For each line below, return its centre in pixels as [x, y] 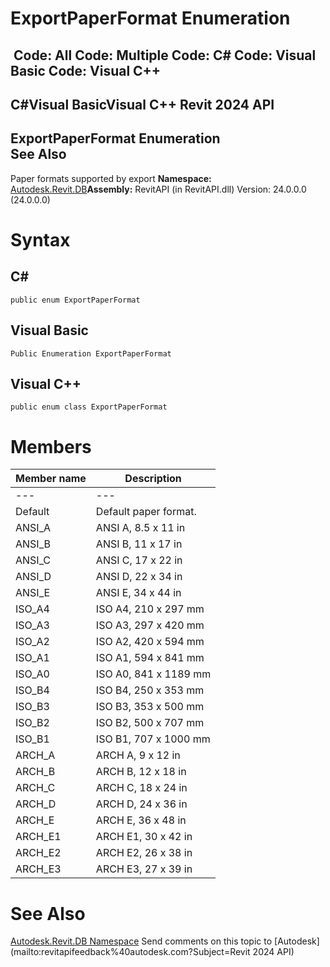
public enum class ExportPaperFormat [89, 407]
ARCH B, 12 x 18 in [141, 772]
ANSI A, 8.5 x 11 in [140, 528]
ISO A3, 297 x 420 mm [150, 625]
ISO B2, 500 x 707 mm [150, 723]
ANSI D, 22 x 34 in [139, 577]
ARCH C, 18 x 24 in [141, 788]
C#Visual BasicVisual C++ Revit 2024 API [142, 104]
